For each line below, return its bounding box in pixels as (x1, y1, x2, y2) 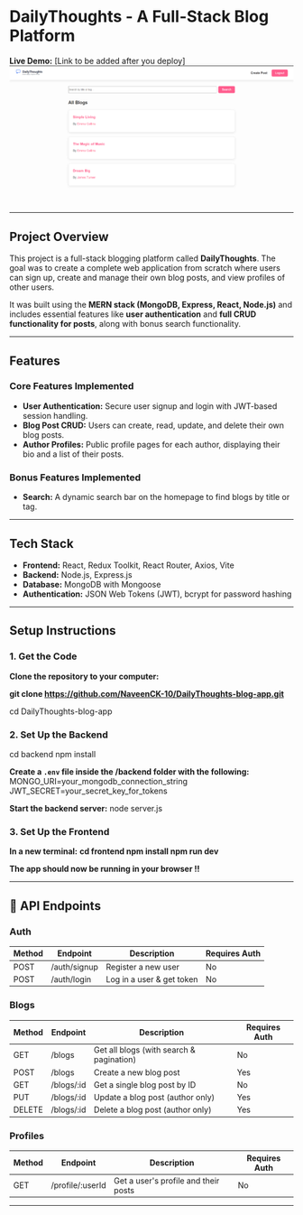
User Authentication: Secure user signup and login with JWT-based (22, 400, 278, 412)
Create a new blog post (93, 1067, 180, 1078)
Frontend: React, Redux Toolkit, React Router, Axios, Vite (22, 560, 234, 570)
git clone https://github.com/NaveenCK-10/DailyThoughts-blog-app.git (9, 688, 284, 699)
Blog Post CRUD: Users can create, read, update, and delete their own (22, 420, 285, 431)
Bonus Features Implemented (9, 471, 142, 484)
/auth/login (50, 973, 92, 985)
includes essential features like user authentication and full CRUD (9, 309, 257, 320)
